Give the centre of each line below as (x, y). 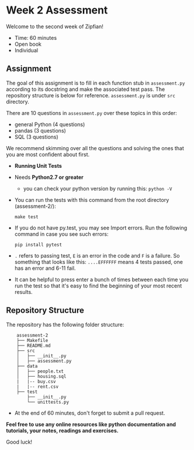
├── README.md (34, 346)
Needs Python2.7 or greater (49, 177)
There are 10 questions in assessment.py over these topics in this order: (91, 113)
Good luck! (19, 442)
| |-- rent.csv (38, 387)
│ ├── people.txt (40, 371)
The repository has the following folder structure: (65, 324)
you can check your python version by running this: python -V (98, 188)
